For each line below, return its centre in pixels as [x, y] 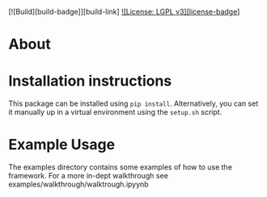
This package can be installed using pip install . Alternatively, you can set [133, 103]
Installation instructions [90, 81]
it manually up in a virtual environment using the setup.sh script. [115, 112]
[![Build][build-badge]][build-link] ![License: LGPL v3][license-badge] [124, 12]
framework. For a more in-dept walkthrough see [88, 176]
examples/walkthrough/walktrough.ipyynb [78, 184]
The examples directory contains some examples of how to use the [121, 167]
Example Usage [62, 145]
